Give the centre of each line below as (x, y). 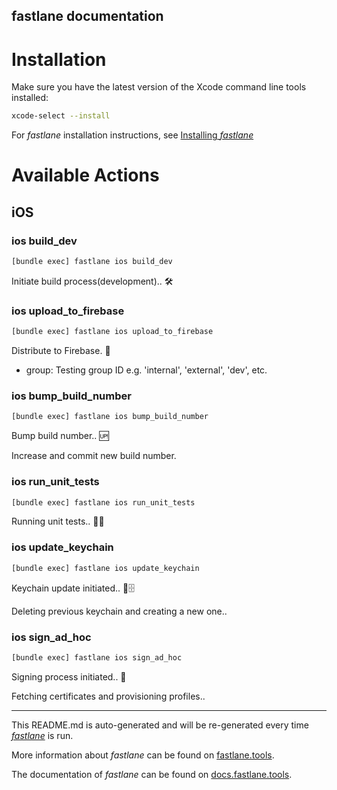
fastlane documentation (87, 16)
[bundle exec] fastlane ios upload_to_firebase (112, 332)
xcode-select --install (61, 116)
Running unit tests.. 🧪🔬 (58, 521)
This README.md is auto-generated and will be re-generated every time (160, 725)
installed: (30, 98)
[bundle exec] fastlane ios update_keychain (105, 568)
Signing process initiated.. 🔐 (69, 676)
